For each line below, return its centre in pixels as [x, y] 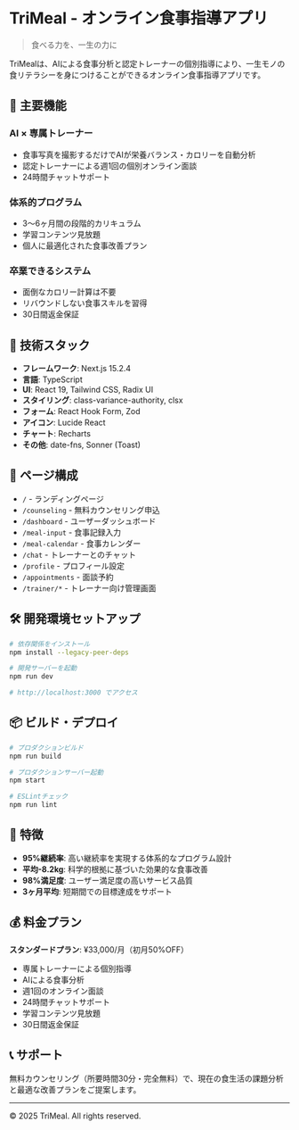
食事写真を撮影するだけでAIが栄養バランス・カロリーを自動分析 [139, 154]
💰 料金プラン [46, 922]
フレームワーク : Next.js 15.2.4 [77, 369]
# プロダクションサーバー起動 [57, 772]
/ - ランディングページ [63, 499]
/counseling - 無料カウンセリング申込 [91, 510]
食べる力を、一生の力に [74, 45]
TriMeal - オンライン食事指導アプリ [139, 18]
